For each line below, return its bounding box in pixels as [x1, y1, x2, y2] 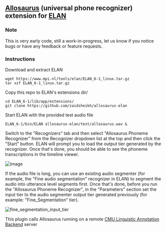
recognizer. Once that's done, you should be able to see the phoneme [5, 146, 148, 152]
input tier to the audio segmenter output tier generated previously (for [5, 191, 148, 197]
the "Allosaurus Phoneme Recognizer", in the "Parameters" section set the [5, 186, 157, 192]
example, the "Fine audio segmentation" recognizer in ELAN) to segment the [5, 175, 162, 181]
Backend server [5, 221, 38, 227]
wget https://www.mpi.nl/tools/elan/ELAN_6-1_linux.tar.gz [5, 76, 130, 81]
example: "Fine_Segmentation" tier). [5, 197, 79, 203]
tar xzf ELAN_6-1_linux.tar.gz [5, 80, 70, 86]
